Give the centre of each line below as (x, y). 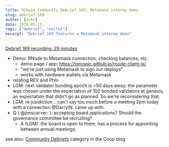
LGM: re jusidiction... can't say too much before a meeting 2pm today (86, 102)
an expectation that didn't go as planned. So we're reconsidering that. (86, 96)
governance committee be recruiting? (52, 118)
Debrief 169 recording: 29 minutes (41, 48)
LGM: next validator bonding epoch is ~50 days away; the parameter (85, 86)
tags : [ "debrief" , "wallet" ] (36, 29)
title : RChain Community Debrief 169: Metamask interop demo (72, 10)
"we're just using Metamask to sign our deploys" (72, 69)
